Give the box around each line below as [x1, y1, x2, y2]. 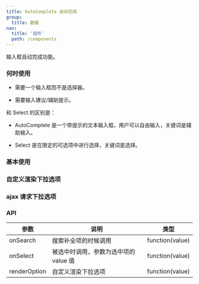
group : [6, 14, 23, 20]
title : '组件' [11, 31, 44, 37]
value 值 [52, 257, 75, 265]
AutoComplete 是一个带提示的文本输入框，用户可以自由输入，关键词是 [14, 122, 187, 129]
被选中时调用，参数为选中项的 [52, 248, 135, 256]
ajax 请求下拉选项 [6, 193, 56, 201]
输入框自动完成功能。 [6, 53, 58, 60]
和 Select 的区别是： [6, 109, 56, 116]
